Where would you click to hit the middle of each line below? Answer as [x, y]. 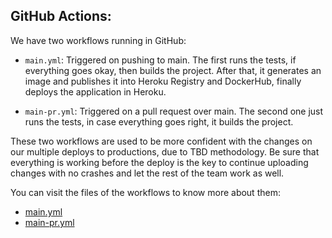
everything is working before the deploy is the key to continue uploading [159, 162]
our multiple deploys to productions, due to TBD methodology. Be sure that [165, 151]
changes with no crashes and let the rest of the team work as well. [147, 173]
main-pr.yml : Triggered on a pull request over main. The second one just [174, 111]
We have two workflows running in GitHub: [98, 40]
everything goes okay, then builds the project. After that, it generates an [173, 70]
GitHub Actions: [61, 16]
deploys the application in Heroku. [95, 91]
